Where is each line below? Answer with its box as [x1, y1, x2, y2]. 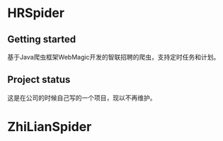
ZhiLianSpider [7, 119, 92, 135]
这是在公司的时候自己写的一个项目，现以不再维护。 [7, 94, 156, 102]
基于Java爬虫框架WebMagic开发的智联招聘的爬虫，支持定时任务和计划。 [7, 53, 220, 61]
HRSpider [7, 5, 65, 21]
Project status [7, 74, 71, 86]
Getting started [7, 33, 76, 45]
